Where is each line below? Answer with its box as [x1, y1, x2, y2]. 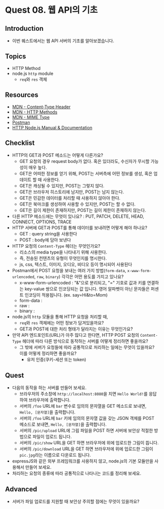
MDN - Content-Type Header [12, 104, 71, 110]
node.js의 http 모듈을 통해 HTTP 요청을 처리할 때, [12, 314, 108, 320]
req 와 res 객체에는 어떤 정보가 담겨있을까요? [19, 320, 104, 326]
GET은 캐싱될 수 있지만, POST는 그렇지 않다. [19, 183, 105, 189]
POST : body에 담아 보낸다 [19, 237, 71, 243]
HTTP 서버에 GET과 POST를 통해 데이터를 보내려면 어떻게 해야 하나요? [12, 225, 147, 231]
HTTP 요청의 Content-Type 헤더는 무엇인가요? [12, 243, 101, 249]
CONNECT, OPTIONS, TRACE [12, 219, 72, 225]
